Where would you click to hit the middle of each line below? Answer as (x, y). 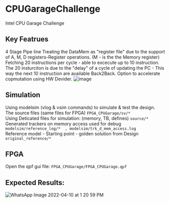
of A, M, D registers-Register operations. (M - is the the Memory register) (82, 57)
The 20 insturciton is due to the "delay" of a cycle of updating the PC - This (85, 68)
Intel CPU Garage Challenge (35, 23)
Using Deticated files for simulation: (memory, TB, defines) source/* (77, 118)
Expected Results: (35, 182)
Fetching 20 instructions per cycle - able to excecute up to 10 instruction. (82, 63)
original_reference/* (28, 138)
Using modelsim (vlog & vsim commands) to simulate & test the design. (80, 107)
